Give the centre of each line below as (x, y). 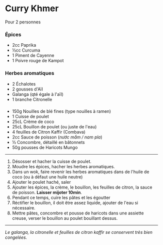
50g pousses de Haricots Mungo (45, 148)
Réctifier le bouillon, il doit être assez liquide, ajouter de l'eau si (75, 203)
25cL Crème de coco (33, 122)
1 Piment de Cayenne (33, 55)
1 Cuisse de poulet (31, 117)
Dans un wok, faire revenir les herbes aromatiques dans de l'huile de (81, 172)
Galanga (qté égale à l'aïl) (38, 94)
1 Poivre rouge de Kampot (38, 61)
